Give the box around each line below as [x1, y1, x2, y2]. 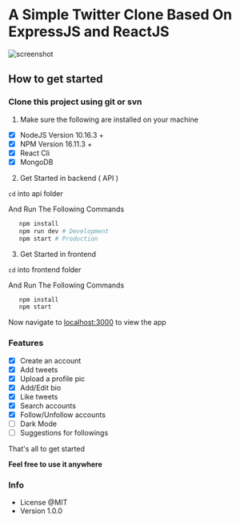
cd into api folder [8, 188, 64, 198]
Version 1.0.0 [19, 506, 62, 516]
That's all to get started [8, 444, 86, 454]
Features [8, 338, 44, 349]
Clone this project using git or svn [8, 96, 142, 107]
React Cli [19, 148, 50, 158]
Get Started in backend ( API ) [19, 173, 118, 183]
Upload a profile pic [19, 374, 86, 383]
